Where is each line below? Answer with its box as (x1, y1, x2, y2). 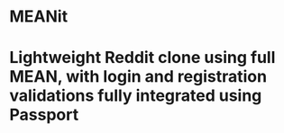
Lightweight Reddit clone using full (9, 48, 276, 68)
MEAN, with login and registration (9, 66, 268, 87)
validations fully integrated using (9, 85, 262, 106)
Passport (9, 105, 79, 125)
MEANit (9, 6, 69, 27)
